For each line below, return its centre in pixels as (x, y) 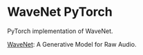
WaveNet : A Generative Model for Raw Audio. (72, 44)
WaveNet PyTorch (60, 12)
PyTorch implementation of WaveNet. (60, 31)
